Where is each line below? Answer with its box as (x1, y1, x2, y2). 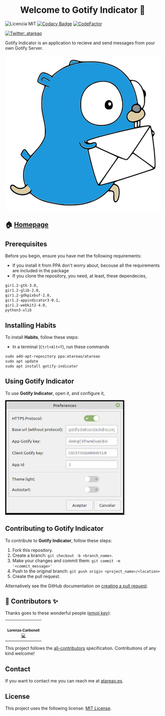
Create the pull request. (12, 573, 61, 579)
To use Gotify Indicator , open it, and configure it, (5, 390, 105, 396)
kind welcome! (5, 650, 35, 656)
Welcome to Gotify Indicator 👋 (20, 4, 145, 16)
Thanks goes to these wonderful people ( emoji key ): (5, 610, 111, 616)
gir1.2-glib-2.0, (5, 288, 41, 293)
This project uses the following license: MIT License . (5, 705, 112, 712)
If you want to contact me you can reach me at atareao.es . (5, 678, 124, 684)
